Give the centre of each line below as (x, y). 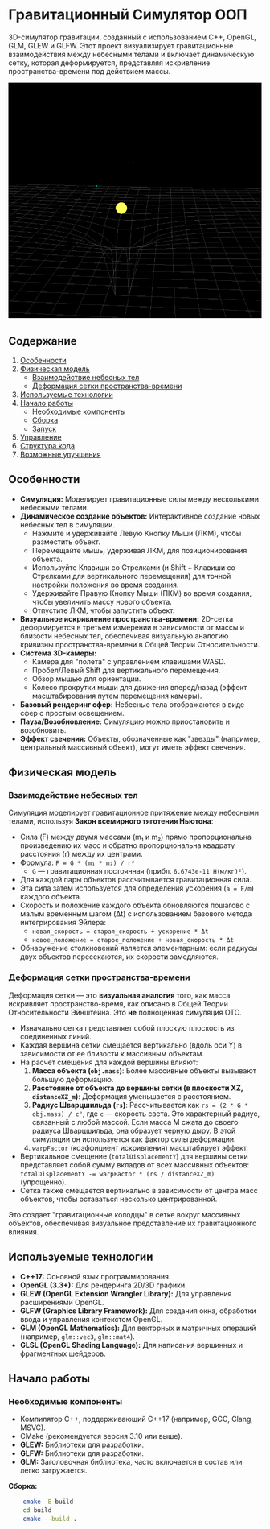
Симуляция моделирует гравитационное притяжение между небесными (134, 813)
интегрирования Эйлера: (63, 923)
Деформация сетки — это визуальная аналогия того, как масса (119, 995)
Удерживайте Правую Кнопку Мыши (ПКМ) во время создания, (142, 593)
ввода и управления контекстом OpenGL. (91, 1319)
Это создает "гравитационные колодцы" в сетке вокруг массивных (125, 1214)
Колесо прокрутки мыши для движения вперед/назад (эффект (139, 687)
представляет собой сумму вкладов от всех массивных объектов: (135, 1164)
